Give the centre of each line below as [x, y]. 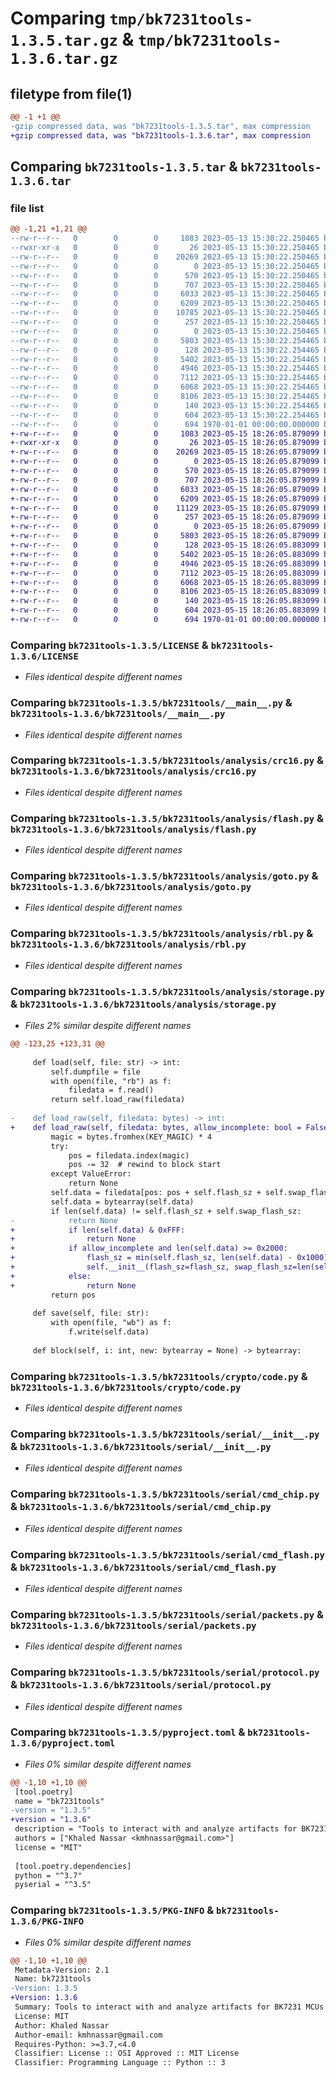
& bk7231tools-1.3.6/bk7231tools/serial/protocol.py [141, 1685]
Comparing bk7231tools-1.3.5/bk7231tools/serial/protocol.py [165, 1672]
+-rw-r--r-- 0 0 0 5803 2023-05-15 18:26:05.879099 [165, 536]
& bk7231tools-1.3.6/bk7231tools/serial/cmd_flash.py [143, 1567]
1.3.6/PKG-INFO [47, 1921]
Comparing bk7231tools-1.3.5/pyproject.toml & [128, 1732]
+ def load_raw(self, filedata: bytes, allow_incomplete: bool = [156, 1127]
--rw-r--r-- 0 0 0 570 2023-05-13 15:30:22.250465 [165, 275]
